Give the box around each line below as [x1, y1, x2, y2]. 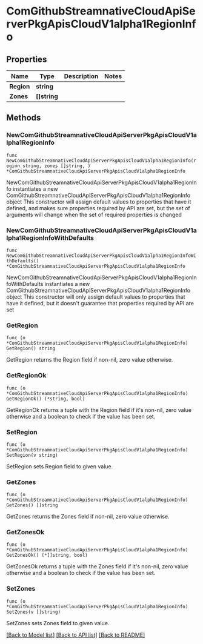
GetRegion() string [6, 345, 56, 352]
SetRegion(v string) [6, 452, 59, 458]
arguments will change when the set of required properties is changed [6, 211, 182, 218]
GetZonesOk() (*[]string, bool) [6, 553, 88, 559]
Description [64, 72, 99, 80]
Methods [6, 113, 41, 123]
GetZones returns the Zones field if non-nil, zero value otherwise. [6, 513, 170, 520]
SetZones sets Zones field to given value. [6, 619, 110, 626]
